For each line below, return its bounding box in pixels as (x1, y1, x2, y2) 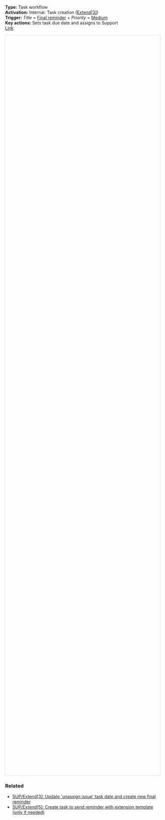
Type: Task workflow (5, 4, 48, 10)
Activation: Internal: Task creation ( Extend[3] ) (5, 9, 99, 15)
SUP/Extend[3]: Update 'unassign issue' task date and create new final (12, 794, 156, 800)
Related (5, 782, 24, 789)
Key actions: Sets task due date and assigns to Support (5, 20, 118, 26)
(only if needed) (12, 809, 45, 816)
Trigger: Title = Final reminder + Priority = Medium (5, 15, 108, 20)
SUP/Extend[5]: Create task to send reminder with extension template (12, 804, 154, 810)
